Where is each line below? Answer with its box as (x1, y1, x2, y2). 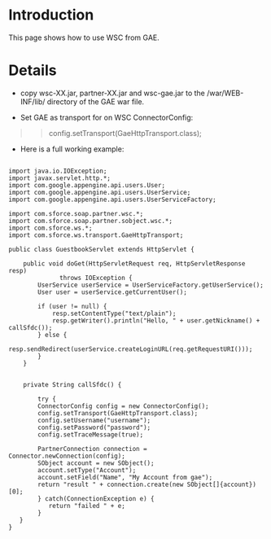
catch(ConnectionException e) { (44, 494, 155, 502)
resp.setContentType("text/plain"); (51, 309, 177, 318)
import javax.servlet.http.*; (8, 173, 111, 182)
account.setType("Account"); (37, 466, 137, 474)
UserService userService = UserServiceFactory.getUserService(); (37, 281, 264, 289)
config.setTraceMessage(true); (37, 430, 144, 439)
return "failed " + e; (48, 502, 126, 510)
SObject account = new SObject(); (37, 458, 155, 467)
